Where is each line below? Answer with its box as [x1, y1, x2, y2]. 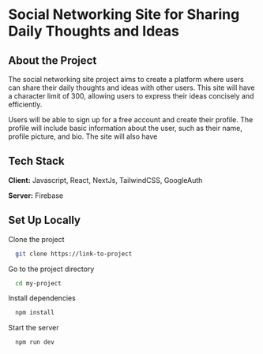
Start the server [8, 323, 59, 333]
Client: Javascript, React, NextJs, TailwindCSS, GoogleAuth [8, 175, 203, 184]
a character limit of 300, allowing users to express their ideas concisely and [8, 91, 254, 100]
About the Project [8, 54, 97, 67]
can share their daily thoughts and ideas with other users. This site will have [8, 83, 255, 92]
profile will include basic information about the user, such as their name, [8, 124, 242, 132]
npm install [15, 309, 55, 317]
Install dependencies [8, 293, 77, 303]
